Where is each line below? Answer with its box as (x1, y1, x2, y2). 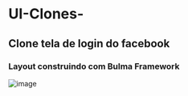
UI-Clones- (8, 5, 84, 23)
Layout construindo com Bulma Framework (8, 61, 180, 72)
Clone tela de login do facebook (8, 37, 170, 50)
